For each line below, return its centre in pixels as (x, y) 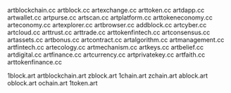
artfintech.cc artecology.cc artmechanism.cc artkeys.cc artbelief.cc (106, 47)
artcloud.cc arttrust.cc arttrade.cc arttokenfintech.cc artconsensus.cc (109, 32)
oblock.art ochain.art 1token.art (52, 83)
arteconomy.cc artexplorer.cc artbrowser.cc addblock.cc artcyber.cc (107, 25)
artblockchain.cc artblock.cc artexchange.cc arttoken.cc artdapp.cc (106, 10)
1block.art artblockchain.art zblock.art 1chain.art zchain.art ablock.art (108, 76)
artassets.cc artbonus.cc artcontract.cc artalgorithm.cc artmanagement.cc (116, 40)
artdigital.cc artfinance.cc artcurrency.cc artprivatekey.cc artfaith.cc (106, 55)
